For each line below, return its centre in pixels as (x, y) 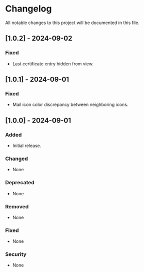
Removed (17, 206)
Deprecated (20, 183)
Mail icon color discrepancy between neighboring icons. (70, 105)
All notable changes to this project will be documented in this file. (72, 23)
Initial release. (27, 146)
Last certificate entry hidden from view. (53, 64)
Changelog (28, 9)
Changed (17, 159)
